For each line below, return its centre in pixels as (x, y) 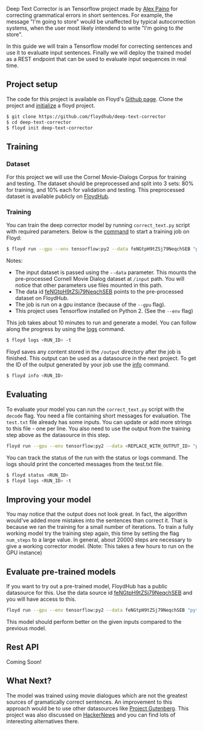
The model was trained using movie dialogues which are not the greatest (97, 695)
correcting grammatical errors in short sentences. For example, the (90, 15)
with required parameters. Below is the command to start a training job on (98, 232)
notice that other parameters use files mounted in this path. (89, 285)
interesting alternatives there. (43, 721)
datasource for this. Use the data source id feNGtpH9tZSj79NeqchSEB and (99, 593)
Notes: (14, 261)
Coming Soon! (24, 661)
